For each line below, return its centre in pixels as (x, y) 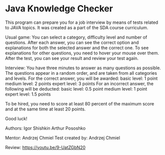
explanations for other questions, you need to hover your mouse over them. (82, 53)
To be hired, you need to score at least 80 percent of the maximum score (80, 103)
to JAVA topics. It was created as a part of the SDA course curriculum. (77, 27)
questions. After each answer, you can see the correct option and (72, 42)
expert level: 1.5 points (28, 94)
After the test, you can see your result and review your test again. (72, 58)
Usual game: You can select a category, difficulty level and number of (76, 37)
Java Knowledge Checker (59, 9)
